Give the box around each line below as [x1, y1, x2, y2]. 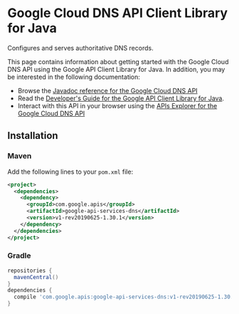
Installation [7, 130, 58, 142]
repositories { [7, 267, 53, 274]
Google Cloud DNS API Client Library [7, 5, 228, 21]
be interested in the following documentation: [7, 73, 141, 81]
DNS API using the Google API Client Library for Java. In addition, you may [7, 65, 225, 73]
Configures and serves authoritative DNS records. [7, 43, 154, 52]
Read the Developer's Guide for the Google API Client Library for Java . [17, 94, 225, 103]
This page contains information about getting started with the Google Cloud [7, 57, 229, 66]
